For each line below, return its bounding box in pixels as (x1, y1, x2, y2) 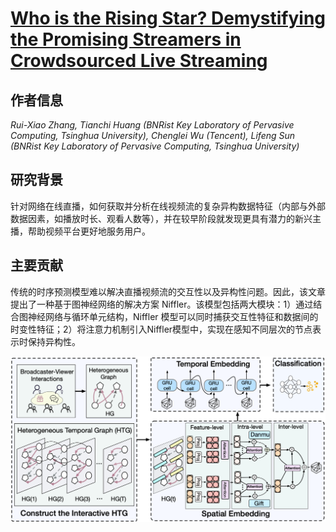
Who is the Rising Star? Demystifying (10, 7, 326, 30)
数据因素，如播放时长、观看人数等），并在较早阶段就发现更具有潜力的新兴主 (10, 212, 322, 224)
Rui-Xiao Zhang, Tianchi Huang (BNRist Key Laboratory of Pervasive (10, 119, 295, 131)
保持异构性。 (27, 335, 81, 347)
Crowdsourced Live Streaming (10, 50, 268, 72)
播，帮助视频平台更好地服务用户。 (10, 225, 151, 237)
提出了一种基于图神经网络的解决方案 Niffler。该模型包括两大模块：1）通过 (10, 298, 314, 310)
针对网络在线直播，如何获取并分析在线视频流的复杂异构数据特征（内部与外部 (10, 200, 326, 212)
